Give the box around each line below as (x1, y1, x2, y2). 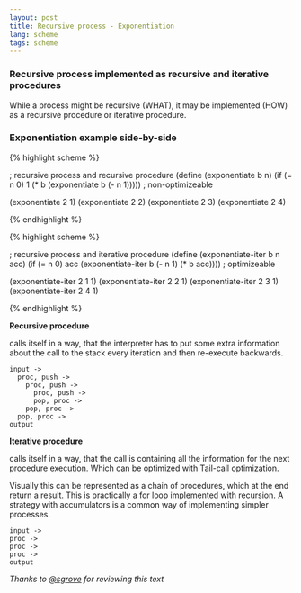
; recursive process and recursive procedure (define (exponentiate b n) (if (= (9, 169, 293, 180)
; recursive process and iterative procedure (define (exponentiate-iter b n (9, 248, 280, 259)
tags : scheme (9, 38, 58, 48)
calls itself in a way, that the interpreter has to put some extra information (9, 337, 280, 348)
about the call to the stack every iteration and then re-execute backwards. (9, 347, 284, 358)
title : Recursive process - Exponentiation (9, 22, 175, 31)
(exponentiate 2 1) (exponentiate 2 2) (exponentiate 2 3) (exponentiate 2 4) (9, 196, 287, 207)
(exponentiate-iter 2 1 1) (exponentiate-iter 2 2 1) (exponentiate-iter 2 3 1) (9, 275, 279, 286)
